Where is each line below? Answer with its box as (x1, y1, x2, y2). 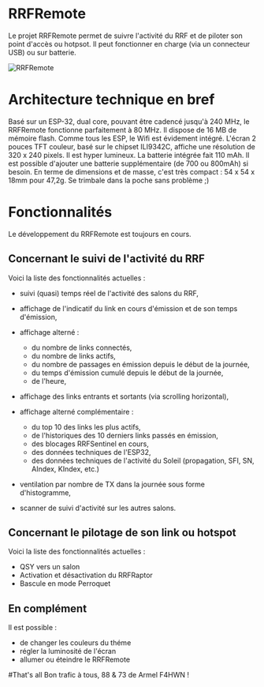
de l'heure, (31, 376, 67, 385)
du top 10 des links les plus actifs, (31, 422, 141, 431)
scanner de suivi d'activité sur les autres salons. (19, 503, 177, 512)
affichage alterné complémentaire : (19, 407, 134, 416)
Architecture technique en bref (8, 91, 215, 109)
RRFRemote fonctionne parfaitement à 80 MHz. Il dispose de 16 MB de (8, 125, 237, 134)
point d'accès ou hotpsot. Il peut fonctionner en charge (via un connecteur (8, 39, 251, 48)
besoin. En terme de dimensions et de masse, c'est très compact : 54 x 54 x (8, 167, 255, 176)
